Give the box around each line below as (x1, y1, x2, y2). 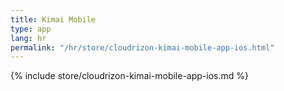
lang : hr (10, 33, 47, 43)
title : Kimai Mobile (10, 14, 97, 25)
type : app (10, 24, 52, 34)
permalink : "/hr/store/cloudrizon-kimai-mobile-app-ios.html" (10, 42, 275, 53)
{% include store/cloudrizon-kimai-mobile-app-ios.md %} (10, 70, 249, 82)
